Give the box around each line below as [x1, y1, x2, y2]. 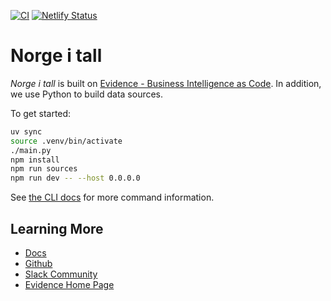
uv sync [10, 126, 43, 137]
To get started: [10, 107, 72, 119]
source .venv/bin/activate [10, 136, 123, 146]
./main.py [10, 145, 52, 155]
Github [24, 258, 53, 269]
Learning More [10, 220, 104, 237]
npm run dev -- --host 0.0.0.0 [10, 173, 141, 184]
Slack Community [24, 268, 98, 280]
